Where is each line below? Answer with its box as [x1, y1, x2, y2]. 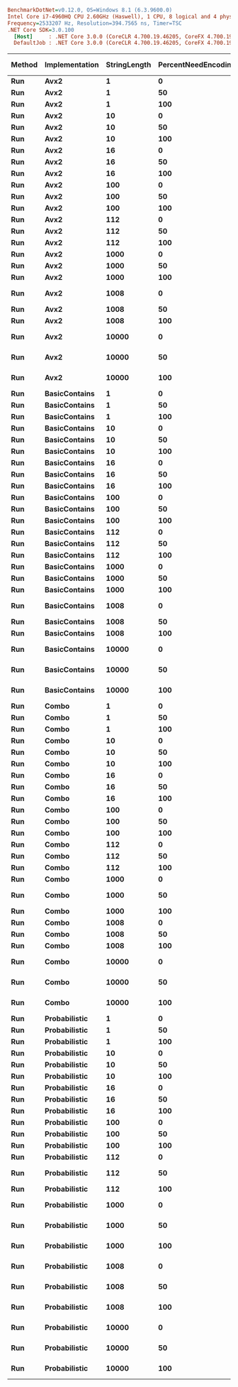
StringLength [106, 60, 152, 70]
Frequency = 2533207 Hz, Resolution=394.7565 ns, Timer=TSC [7, 19, 182, 27]
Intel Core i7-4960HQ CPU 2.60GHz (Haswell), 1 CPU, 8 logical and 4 [7, 13, 217, 20]
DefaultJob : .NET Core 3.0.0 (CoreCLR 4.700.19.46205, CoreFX [13, 40, 204, 47]
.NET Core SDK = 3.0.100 [7, 26, 74, 33]
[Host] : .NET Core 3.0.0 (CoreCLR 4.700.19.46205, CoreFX [13, 33, 204, 40]
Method [11, 60, 38, 70]
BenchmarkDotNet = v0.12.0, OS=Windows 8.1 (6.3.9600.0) [7, 6, 173, 13]
